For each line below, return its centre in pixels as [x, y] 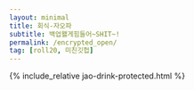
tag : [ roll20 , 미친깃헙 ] [52, 51]
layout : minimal [39, 17]
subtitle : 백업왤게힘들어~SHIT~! [65, 34]
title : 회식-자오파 [40, 26]
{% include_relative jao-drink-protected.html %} [97, 76]
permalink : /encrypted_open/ [63, 42]
